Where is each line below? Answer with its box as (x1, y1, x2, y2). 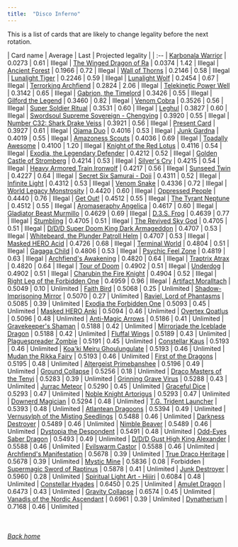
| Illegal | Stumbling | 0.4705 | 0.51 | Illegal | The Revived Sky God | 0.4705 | (7, 217, 228, 225)
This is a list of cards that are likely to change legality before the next (7, 30, 209, 38)
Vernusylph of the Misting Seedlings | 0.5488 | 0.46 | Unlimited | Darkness (7, 412, 225, 420)
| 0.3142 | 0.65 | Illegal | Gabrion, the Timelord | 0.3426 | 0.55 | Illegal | (7, 88, 212, 97)
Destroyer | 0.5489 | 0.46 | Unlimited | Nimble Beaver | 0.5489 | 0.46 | (7, 419, 212, 428)
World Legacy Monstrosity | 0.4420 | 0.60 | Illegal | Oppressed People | (7, 186, 216, 195)
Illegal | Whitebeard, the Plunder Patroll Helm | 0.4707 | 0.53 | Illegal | (7, 231, 209, 240)
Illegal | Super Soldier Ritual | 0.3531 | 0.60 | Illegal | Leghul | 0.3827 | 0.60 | (7, 103, 228, 112)
